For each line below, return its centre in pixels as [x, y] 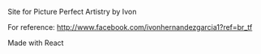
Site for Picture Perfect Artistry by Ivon [72, 12]
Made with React [36, 43]
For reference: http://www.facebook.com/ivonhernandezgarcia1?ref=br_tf [130, 27]
